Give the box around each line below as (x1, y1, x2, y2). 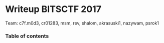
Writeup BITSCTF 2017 (5, 3, 102, 15)
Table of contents (5, 32, 49, 39)
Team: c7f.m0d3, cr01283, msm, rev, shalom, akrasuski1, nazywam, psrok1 (5, 20, 159, 26)
